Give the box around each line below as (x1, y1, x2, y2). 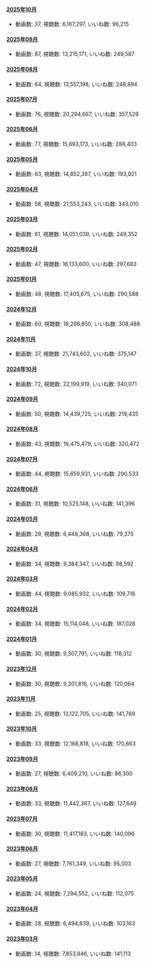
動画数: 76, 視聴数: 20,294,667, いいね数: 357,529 (15, 110, 139, 118)
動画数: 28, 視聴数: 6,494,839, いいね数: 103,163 (15, 920, 136, 927)
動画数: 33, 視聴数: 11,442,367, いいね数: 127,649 (15, 800, 137, 807)
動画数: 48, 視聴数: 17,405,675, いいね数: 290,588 (15, 290, 139, 297)
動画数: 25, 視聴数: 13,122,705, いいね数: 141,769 (15, 710, 136, 717)
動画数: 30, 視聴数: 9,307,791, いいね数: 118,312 (15, 650, 133, 658)
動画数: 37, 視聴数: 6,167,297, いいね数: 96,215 (15, 20, 130, 28)
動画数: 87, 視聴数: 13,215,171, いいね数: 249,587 (15, 50, 135, 58)
